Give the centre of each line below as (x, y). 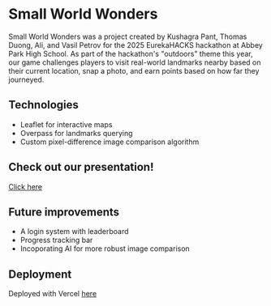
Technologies (44, 105)
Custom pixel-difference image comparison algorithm (110, 142)
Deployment (40, 274)
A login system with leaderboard (74, 232)
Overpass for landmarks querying (76, 133)
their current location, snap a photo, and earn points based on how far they (134, 70)
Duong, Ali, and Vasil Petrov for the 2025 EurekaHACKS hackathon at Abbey (136, 45)
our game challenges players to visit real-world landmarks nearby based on (135, 62)
